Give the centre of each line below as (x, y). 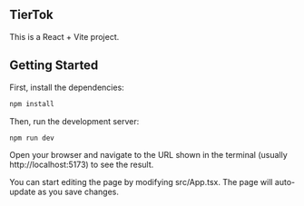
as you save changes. (78, 192)
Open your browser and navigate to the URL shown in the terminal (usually (148, 155)
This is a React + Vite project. (64, 36)
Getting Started (54, 66)
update (23, 192)
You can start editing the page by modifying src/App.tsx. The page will (141, 182)
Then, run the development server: (74, 121)
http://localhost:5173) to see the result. (82, 165)
